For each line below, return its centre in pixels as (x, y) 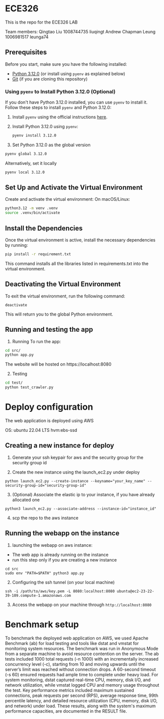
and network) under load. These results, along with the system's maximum (80, 706)
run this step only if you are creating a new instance (64, 559)
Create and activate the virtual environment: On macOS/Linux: (68, 199)
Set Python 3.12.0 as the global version (51, 145)
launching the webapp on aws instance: (52, 545)
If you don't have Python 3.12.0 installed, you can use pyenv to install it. (76, 102)
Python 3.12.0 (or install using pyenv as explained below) (69, 74)
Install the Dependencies (44, 228)
